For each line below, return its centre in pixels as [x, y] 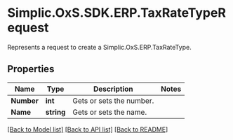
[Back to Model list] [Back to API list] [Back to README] [88, 129]
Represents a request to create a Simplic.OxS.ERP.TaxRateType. [99, 47]
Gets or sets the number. [113, 101]
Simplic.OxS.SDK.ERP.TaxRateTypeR [117, 13]
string [55, 112]
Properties [31, 69]
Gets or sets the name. [110, 112]
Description [113, 89]
